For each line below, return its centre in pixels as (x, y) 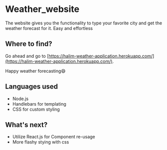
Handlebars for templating (39, 104)
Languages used (32, 86)
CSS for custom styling (36, 109)
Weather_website (42, 9)
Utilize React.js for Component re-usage (54, 137)
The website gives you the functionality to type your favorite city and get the (84, 23)
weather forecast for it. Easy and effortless (49, 28)
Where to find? (29, 44)
